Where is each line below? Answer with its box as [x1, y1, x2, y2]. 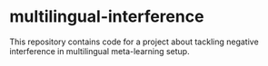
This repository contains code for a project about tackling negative [9, 36, 259, 47]
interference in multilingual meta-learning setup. [9, 45, 190, 56]
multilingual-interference [9, 6, 204, 27]
